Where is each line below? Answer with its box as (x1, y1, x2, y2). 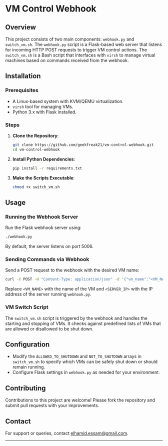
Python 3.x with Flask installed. (12, 108, 76, 115)
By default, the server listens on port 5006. (5, 243, 94, 249)
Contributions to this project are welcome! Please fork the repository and (5, 397, 155, 403)
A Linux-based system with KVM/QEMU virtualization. (12, 98, 124, 104)
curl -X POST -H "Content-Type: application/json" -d (5, 277, 120, 282)
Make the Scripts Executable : (12, 174, 75, 180)
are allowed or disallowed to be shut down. (5, 325, 93, 331)
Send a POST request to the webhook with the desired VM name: (5, 267, 139, 273)
